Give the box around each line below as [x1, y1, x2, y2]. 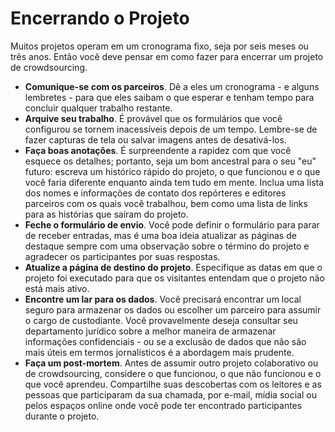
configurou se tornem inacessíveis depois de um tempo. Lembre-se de [24, 123, 318, 135]
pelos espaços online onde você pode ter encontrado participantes [24, 399, 303, 411]
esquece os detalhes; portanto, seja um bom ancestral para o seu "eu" [24, 155, 317, 167]
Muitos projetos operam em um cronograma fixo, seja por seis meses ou [10, 40, 309, 52]
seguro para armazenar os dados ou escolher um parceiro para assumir [24, 303, 322, 316]
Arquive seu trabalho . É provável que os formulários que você [24, 112, 283, 124]
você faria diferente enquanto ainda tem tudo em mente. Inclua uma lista [24, 176, 325, 188]
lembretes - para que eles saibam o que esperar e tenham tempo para [24, 91, 315, 103]
